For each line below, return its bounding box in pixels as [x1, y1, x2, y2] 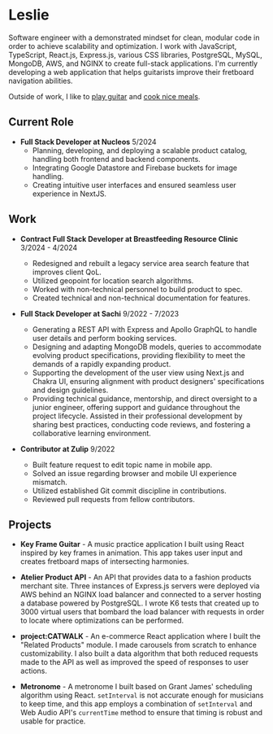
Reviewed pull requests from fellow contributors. [32, 494, 195, 504]
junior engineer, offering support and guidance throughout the [32, 402, 241, 412]
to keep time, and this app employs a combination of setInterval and [19, 699, 253, 709]
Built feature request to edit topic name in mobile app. [32, 460, 213, 470]
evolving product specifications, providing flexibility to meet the [32, 350, 245, 360]
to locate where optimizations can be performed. [19, 616, 184, 626]
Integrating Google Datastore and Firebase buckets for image [32, 163, 238, 173]
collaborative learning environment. [32, 428, 152, 438]
